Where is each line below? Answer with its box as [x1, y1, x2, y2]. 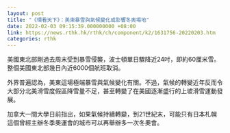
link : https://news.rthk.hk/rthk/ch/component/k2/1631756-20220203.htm [7, 29, 216, 36]
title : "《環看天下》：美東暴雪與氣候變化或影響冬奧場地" [7, 16, 149, 23]
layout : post [7, 10, 44, 17]
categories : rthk [7, 36, 57, 43]
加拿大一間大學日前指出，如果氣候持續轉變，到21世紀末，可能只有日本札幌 [7, 110, 218, 119]
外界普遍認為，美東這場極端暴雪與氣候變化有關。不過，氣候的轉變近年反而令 [7, 78, 223, 86]
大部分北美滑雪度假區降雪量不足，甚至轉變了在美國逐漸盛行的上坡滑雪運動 [7, 87, 217, 95]
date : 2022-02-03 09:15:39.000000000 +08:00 [7, 23, 136, 29]
